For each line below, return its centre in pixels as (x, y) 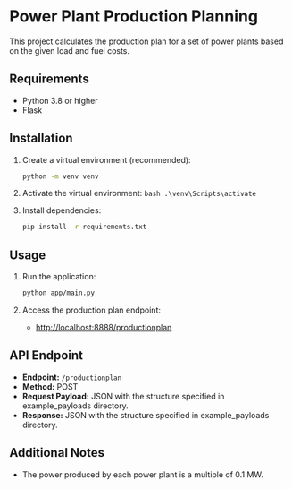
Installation (41, 138)
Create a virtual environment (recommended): (106, 159)
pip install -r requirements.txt (84, 227)
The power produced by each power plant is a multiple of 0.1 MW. (142, 474)
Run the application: (59, 277)
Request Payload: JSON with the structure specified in (123, 396)
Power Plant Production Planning (134, 17)
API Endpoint (46, 356)
